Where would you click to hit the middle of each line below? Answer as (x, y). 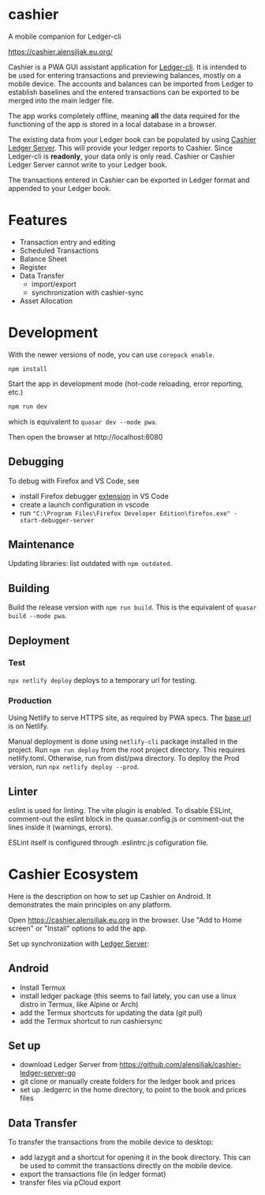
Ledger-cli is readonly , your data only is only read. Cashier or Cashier (121, 156)
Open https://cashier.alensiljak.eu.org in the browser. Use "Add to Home (125, 920)
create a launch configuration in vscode (84, 504)
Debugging (36, 462)
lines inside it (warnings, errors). (61, 827)
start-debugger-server (57, 520)
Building (29, 588)
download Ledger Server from (69, 1065)
